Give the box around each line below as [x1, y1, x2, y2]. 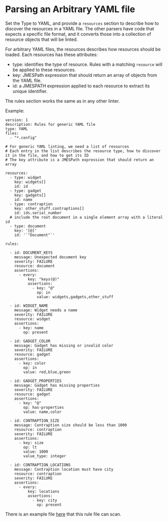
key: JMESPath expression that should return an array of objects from [12, 72, 157, 78]
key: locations [27, 489, 59, 494]
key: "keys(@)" [27, 276, 59, 281]
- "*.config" [10, 135, 37, 140]
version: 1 [5, 117, 28, 122]
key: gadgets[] [14, 193, 46, 198]
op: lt [23, 445, 37, 450]
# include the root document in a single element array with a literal [10, 215, 163, 220]
